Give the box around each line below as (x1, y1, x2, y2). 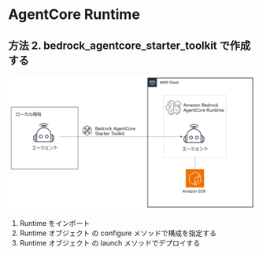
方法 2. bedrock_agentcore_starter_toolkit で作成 (8, 39, 251, 52)
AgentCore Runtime (8, 6, 140, 24)
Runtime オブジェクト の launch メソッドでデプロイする (19, 238, 201, 247)
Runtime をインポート (19, 218, 91, 227)
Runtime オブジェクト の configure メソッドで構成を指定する (19, 228, 217, 238)
